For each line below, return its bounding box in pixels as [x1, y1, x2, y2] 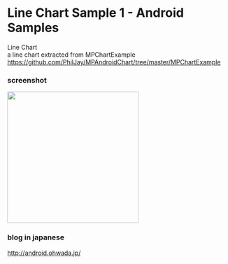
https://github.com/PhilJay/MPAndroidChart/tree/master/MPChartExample [7, 57, 221, 66]
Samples [7, 20, 59, 36]
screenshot [7, 75, 48, 85]
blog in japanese [7, 232, 65, 242]
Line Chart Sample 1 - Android [7, 5, 184, 21]
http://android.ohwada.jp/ [7, 249, 81, 257]
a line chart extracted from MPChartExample [7, 50, 136, 59]
